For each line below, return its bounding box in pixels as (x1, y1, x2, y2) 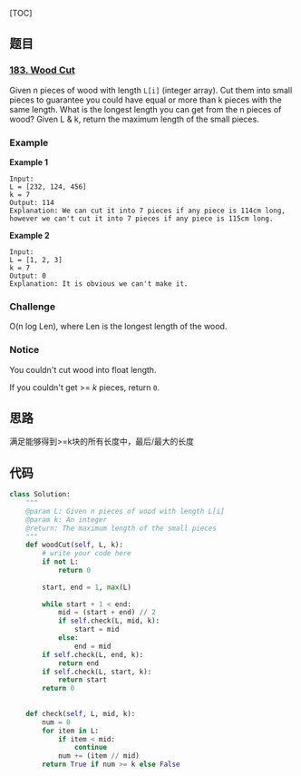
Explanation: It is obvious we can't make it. (9, 279, 189, 289)
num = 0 (42, 717, 71, 727)
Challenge (9, 300, 56, 312)
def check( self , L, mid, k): (25, 709, 136, 718)
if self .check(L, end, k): (42, 650, 144, 659)
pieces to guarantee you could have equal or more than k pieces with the (9, 94, 283, 105)
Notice (9, 344, 40, 357)
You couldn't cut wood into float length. (9, 364, 157, 375)
